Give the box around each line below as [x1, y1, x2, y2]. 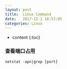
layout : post [5, 7, 32, 12]
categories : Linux [5, 21, 43, 26]
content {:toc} [12, 34, 41, 40]
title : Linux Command [5, 12, 51, 17]
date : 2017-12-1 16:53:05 [5, 16, 63, 21]
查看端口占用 [5, 48, 36, 55]
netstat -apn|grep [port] [5, 59, 58, 64]
